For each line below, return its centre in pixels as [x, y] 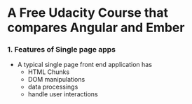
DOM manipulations [56, 80]
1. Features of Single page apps [61, 50]
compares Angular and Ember [96, 28]
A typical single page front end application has [85, 65]
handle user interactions [63, 94]
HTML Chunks [49, 72]
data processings [53, 87]
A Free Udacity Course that [88, 13]
